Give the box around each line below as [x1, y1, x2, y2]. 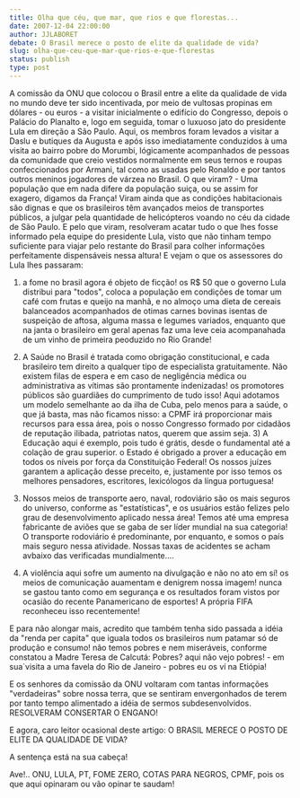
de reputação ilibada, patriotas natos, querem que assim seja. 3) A [22, 427, 269, 438]
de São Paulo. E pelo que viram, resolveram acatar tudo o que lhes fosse [9, 221, 278, 232]
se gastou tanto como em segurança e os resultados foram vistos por [22, 586, 280, 597]
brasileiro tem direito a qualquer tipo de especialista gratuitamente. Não [22, 361, 288, 372]
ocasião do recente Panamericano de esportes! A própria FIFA [22, 596, 253, 607]
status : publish [9, 55, 70, 64]
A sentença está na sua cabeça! [9, 751, 128, 762]
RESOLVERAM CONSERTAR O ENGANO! [9, 706, 159, 718]
